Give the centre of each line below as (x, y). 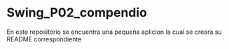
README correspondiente (44, 39)
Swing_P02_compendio (77, 13)
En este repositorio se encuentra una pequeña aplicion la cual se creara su (114, 32)
